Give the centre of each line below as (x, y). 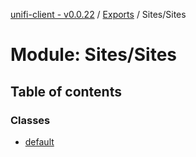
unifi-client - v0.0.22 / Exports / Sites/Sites (98, 14)
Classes (30, 120)
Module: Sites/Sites (93, 55)
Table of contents (66, 91)
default (39, 141)
